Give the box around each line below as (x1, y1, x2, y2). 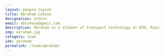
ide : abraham (5, 39, 32, 44)
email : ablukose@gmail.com (5, 20, 60, 26)
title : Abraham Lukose (5, 12, 52, 17)
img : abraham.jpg (5, 30, 41, 35)
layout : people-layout (5, 7, 52, 12)
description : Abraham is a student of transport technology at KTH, (5, 25, 148, 30)
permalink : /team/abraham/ (5, 43, 60, 48)
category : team (5, 35, 36, 39)
